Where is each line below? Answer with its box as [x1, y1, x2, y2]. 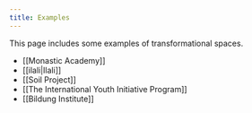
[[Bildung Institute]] [22, 93, 94, 104]
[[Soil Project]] [22, 74, 76, 85]
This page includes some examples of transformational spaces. [9, 38, 244, 48]
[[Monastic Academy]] [22, 55, 106, 65]
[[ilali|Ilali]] [22, 65, 62, 75]
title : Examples [9, 13, 70, 22]
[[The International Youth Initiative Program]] [22, 83, 187, 94]
